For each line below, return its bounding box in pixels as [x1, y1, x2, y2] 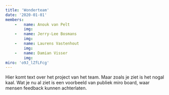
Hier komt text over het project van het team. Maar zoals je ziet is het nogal [5, 74, 164, 80]
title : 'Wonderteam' [5, 7, 50, 13]
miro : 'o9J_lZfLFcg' [5, 60, 50, 65]
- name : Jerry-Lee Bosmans [14, 31, 77, 36]
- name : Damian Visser [14, 50, 68, 55]
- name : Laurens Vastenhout [14, 41, 80, 46]
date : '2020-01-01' [5, 12, 47, 17]
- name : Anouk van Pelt [14, 22, 70, 27]
